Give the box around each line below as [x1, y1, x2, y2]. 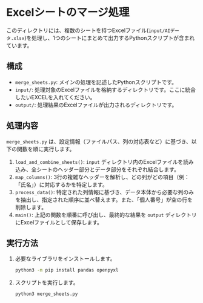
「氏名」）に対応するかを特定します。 [15, 181, 108, 188]
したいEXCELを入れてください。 [15, 93, 96, 100]
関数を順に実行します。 [16, 145, 75, 152]
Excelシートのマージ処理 [6, 5, 130, 19]
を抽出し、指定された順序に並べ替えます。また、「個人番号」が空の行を [15, 196, 193, 203]
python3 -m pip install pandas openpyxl [15, 267, 119, 273]
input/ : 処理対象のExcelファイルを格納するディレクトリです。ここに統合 [15, 86, 196, 93]
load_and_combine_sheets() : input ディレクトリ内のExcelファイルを [15, 158, 184, 165]
